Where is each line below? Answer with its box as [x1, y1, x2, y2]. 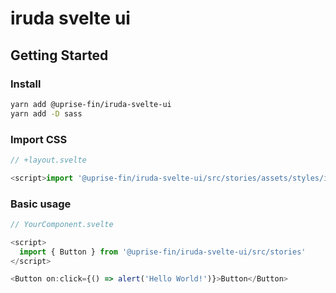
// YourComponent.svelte [10, 219, 114, 229]
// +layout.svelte [10, 155, 87, 165]
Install [10, 77, 42, 91]
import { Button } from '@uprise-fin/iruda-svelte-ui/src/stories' [19, 247, 307, 257]
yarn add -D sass [10, 108, 83, 119]
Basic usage [10, 197, 72, 211]
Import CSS [10, 132, 68, 146]
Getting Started [10, 47, 109, 64]
